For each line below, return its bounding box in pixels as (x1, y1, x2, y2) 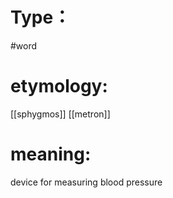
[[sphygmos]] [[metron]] (10, 108, 111, 120)
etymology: (10, 75, 108, 98)
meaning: (10, 143, 92, 166)
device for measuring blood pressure (10, 176, 163, 188)
